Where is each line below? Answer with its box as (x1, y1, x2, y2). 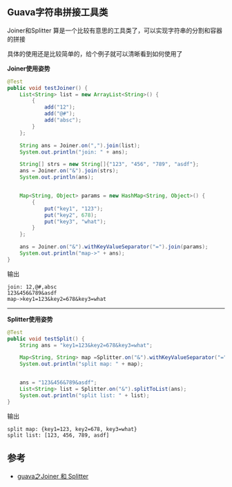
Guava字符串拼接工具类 (7, 6, 108, 19)
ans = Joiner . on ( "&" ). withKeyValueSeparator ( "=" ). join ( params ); (19, 243, 209, 250)
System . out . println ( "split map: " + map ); (19, 360, 144, 368)
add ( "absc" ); (43, 117, 81, 124)
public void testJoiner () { (7, 84, 88, 91)
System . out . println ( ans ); (19, 174, 95, 181)
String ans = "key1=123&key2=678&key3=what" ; (19, 342, 153, 349)
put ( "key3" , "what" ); (43, 218, 107, 225)
